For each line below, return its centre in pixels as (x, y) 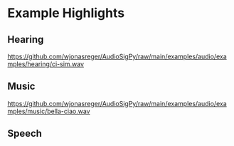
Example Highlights (66, 13)
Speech (25, 134)
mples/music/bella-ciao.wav (49, 111)
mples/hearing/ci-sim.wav (46, 64)
